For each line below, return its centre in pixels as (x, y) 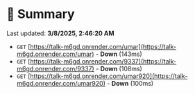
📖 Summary (41, 14)
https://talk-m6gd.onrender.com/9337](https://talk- (103, 61)
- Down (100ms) (130, 83)
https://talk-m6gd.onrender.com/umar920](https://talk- (109, 76)
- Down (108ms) (119, 68)
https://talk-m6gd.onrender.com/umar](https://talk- (103, 46)
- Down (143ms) (119, 54)
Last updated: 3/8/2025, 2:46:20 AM (60, 33)
